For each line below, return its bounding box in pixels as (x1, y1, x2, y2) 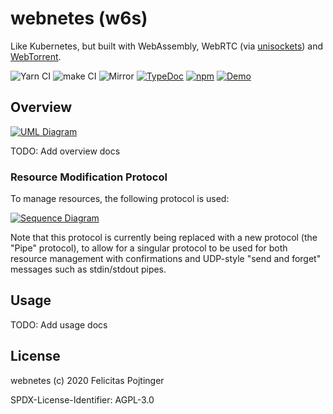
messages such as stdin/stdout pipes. (10, 263, 167, 276)
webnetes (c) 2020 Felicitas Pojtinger (10, 374, 165, 386)
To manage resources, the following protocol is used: (10, 193, 230, 205)
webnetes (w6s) (10, 7, 148, 30)
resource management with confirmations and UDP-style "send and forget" (10, 253, 322, 265)
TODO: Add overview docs (10, 145, 121, 157)
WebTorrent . (10, 50, 62, 62)
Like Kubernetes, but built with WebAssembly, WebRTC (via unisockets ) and (10, 40, 324, 52)
